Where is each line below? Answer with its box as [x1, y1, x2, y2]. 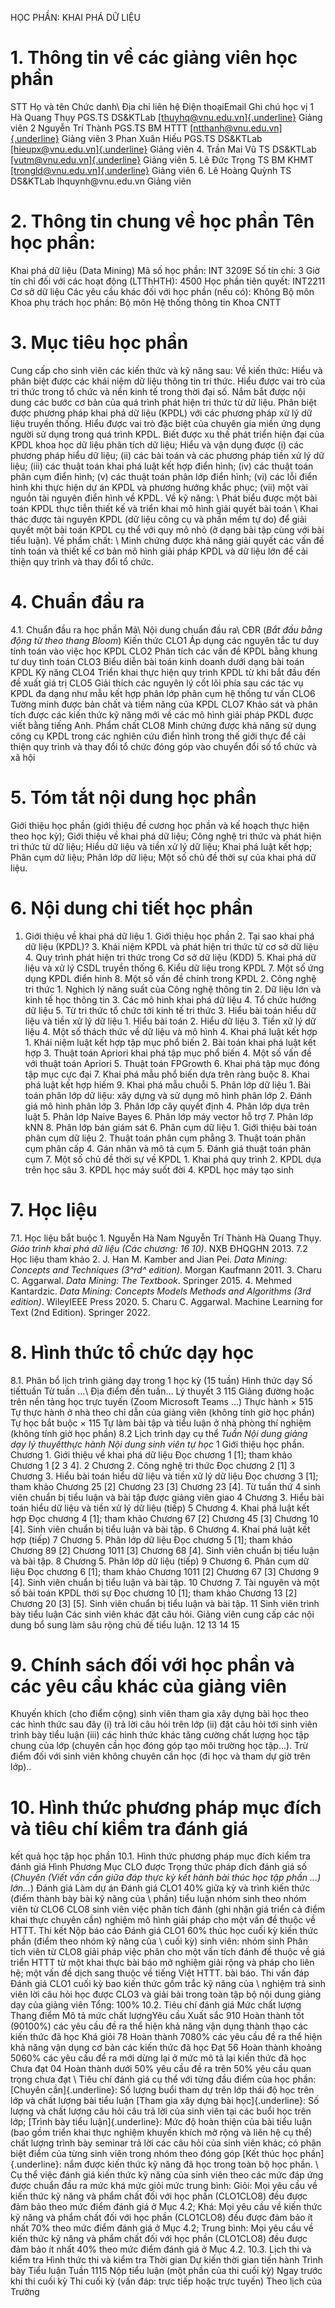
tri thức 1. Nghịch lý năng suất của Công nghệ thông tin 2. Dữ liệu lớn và [24, 983, 322, 995]
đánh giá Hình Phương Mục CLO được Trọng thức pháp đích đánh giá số [10, 1861, 308, 1873]
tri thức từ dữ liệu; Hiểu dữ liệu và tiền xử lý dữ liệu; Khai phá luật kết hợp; [10, 840, 313, 852]
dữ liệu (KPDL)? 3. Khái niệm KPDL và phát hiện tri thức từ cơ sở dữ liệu [24, 940, 319, 952]
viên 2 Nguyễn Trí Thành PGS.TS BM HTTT [10, 122, 188, 134]
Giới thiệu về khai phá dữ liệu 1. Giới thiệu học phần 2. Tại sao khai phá [24, 930, 315, 942]
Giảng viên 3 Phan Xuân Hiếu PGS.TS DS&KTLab [61, 132, 263, 144]
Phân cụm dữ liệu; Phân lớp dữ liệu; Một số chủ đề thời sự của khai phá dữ [10, 851, 317, 863]
